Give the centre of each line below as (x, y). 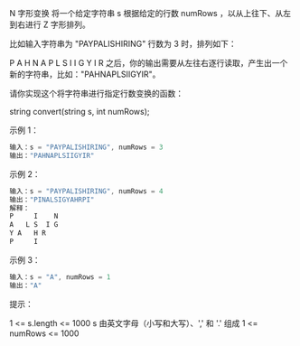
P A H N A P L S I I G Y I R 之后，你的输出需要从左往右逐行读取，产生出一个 (149, 63)
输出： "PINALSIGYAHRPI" (52, 200)
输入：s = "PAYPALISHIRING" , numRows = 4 (87, 191)
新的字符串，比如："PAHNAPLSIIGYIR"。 (85, 74)
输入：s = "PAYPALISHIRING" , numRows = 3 (87, 147)
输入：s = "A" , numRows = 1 (60, 277)
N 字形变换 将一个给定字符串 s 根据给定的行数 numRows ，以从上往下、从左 (150, 13)
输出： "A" (26, 285)
